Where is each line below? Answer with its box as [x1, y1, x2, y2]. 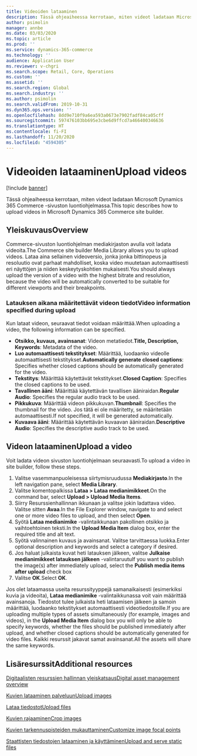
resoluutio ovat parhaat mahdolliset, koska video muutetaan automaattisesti [6, 259, 189, 266]
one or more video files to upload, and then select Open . [14, 512, 151, 519]
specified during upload [6, 306, 76, 315]
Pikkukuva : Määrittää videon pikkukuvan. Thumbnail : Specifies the [14, 400, 176, 407]
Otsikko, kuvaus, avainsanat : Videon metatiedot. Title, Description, [14, 337, 179, 344]
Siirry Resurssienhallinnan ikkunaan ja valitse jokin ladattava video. [14, 500, 176, 507]
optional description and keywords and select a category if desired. [14, 544, 178, 551]
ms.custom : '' [6, 74, 41, 80]
